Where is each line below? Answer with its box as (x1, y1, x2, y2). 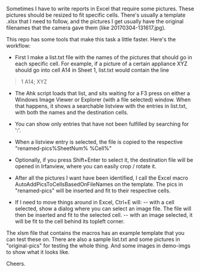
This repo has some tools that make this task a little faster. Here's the (6, 36, 176, 43)
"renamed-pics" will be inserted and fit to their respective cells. (14, 187, 171, 194)
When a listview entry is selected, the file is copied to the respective (14, 138, 183, 146)
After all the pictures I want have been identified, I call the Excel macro (14, 174, 189, 182)
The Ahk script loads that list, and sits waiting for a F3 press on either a (14, 90, 190, 96)
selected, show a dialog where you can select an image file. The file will (14, 205, 192, 212)
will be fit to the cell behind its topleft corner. (14, 218, 125, 225)
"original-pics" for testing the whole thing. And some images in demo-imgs (6, 242, 191, 249)
